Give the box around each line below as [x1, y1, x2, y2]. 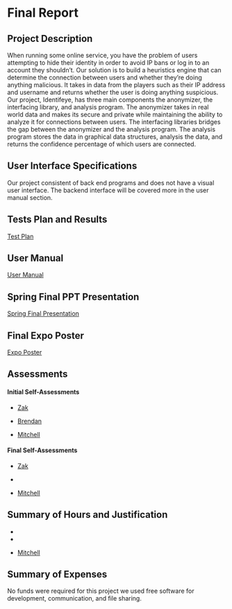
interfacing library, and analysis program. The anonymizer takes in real [7, 103, 209, 111]
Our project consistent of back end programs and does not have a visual [7, 178, 215, 187]
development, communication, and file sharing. [7, 594, 142, 603]
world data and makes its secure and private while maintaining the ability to [7, 110, 223, 118]
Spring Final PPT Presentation [7, 291, 140, 302]
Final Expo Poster [7, 330, 85, 341]
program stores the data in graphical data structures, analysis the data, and [7, 132, 223, 141]
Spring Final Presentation [7, 309, 80, 318]
